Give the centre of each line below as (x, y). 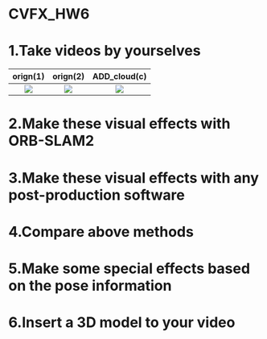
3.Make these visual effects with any (134, 178)
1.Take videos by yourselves (105, 51)
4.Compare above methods (101, 232)
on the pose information (90, 285)
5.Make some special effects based (129, 269)
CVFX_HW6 (49, 14)
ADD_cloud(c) (119, 76)
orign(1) (29, 76)
